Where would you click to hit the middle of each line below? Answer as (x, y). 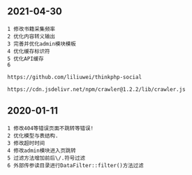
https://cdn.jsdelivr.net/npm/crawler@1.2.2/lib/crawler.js (97, 89)
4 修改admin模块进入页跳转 (42, 150)
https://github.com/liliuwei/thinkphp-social (74, 77)
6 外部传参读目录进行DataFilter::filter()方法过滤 (76, 165)
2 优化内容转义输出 (31, 36)
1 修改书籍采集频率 (31, 29)
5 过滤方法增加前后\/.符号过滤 (46, 158)
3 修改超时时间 (26, 143)
